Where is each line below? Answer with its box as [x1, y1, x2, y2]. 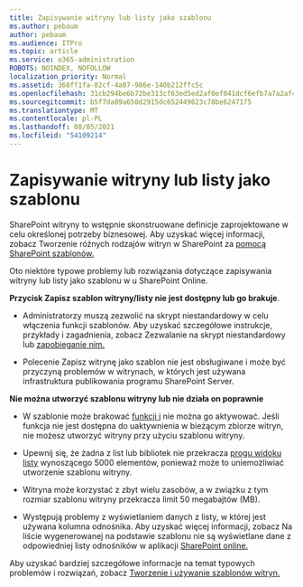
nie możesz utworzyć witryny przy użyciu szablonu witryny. [22, 430, 245, 440]
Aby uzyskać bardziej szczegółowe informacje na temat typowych [9, 557, 255, 568]
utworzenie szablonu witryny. [22, 467, 133, 478]
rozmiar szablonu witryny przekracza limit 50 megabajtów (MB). [22, 494, 261, 505]
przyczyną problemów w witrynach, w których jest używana [22, 365, 246, 376]
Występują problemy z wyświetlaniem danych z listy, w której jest [22, 511, 266, 522]
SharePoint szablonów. [9, 248, 95, 259]
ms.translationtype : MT [9, 106, 99, 115]
